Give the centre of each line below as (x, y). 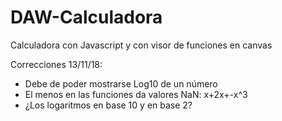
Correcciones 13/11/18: (56, 64)
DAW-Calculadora (86, 17)
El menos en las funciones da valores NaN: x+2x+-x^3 (136, 94)
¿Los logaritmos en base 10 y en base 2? (108, 105)
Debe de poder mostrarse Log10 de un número (121, 83)
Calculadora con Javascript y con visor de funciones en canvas (141, 45)
